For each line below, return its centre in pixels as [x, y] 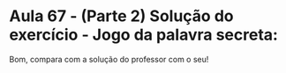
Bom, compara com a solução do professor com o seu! [109, 59]
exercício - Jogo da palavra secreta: [143, 35]
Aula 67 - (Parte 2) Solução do [121, 16]
